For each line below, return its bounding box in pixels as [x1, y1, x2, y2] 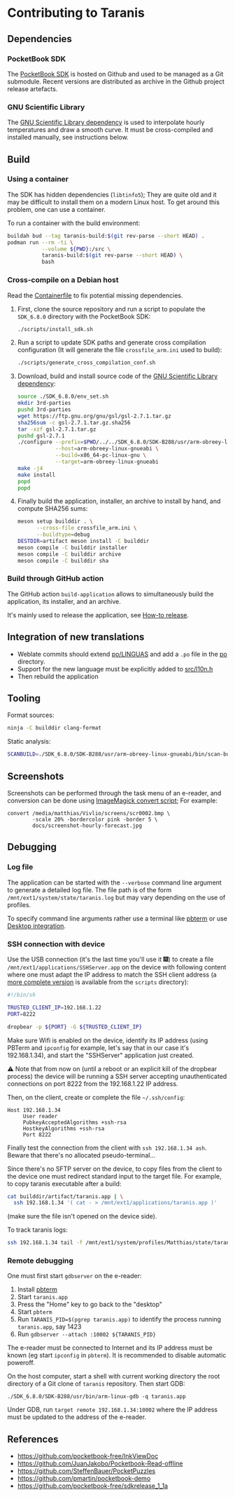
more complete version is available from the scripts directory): [7, 978, 189, 986]
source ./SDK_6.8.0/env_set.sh [17, 393, 109, 401]
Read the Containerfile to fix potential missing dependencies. [7, 291, 183, 300]
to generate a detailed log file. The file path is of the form [7, 885, 172, 894]
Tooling [7, 692, 41, 704]
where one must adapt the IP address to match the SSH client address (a [7, 970, 217, 979]
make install [17, 471, 56, 478]
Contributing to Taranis [7, 5, 145, 21]
